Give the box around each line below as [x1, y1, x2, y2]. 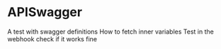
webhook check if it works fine [7, 34, 98, 43]
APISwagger [7, 4, 83, 20]
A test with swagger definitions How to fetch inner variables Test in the [7, 27, 214, 36]
